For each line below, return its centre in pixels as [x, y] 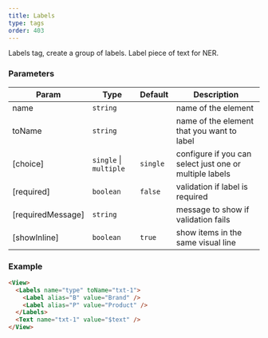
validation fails [203, 219]
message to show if [213, 210]
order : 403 [26, 30]
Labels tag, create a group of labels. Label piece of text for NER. [114, 53]
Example [26, 266]
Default [154, 94]
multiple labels [203, 174]
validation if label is [212, 187]
